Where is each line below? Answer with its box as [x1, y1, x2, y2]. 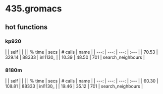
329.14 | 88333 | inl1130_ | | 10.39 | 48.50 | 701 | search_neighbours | [5, 54, 145, 60]
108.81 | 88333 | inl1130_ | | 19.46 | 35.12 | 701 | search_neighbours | [5, 83, 143, 90]
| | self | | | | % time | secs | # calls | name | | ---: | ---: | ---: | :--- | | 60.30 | [5, 78, 159, 84]
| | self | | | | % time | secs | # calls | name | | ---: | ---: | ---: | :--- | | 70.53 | [5, 49, 158, 55]
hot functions [5, 23, 48, 31]
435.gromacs [5, 3, 62, 14]
